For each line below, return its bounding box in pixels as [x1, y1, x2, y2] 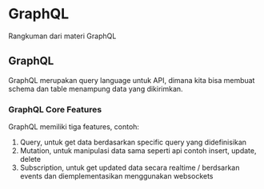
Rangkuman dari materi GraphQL [8, 31, 117, 41]
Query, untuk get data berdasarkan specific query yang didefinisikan [19, 137, 246, 148]
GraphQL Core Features [8, 104, 102, 115]
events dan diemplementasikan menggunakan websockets [19, 171, 214, 181]
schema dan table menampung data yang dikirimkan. [8, 84, 183, 93]
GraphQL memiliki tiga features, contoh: [8, 122, 140, 132]
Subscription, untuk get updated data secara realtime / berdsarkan [19, 163, 240, 172]
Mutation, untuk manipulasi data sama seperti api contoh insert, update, [19, 146, 258, 156]
